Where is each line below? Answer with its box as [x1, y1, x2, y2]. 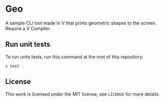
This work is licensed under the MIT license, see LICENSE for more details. [5, 91, 160, 97]
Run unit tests [5, 40, 51, 49]
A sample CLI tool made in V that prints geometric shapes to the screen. [5, 20, 157, 26]
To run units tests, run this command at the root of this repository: [5, 54, 144, 60]
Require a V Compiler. [5, 25, 51, 31]
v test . [5, 63, 24, 69]
